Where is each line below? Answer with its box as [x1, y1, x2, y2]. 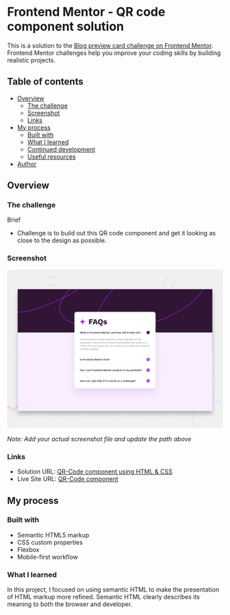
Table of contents [7, 76, 84, 88]
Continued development [27, 145, 96, 153]
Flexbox [16, 545, 40, 553]
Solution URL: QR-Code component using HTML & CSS [16, 467, 172, 476]
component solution [7, 19, 125, 34]
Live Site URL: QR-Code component [16, 475, 118, 483]
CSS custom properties [16, 538, 84, 546]
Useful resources [27, 152, 77, 161]
